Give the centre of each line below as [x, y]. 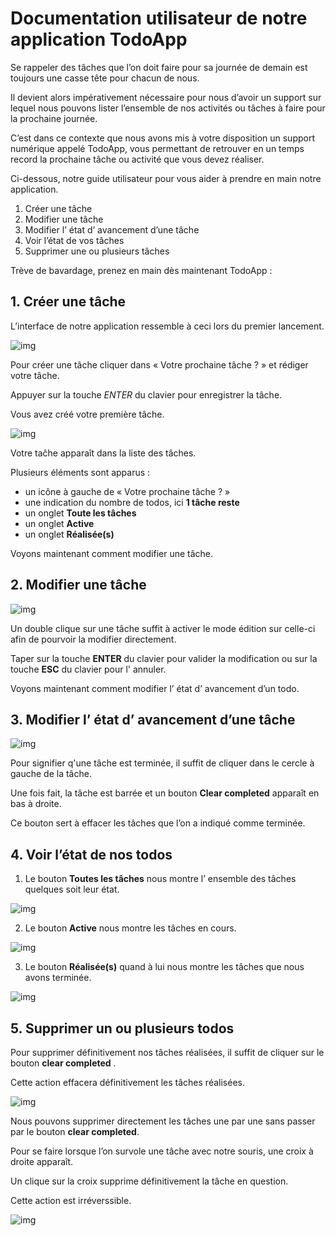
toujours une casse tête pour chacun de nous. [105, 78]
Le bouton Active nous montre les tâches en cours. [130, 928]
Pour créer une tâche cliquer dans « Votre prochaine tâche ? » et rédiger [159, 364]
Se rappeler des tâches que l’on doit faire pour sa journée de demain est [159, 67]
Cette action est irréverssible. [71, 1200]
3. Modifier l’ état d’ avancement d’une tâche [153, 719]
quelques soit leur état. [72, 889]
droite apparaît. [42, 1161]
